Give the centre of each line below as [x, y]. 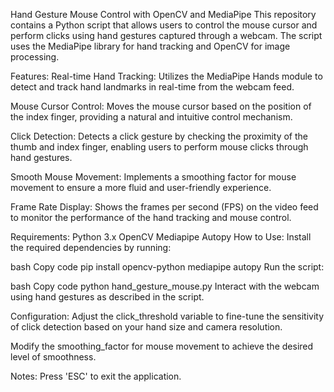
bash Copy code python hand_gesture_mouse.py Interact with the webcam [165, 286]
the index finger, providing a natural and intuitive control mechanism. [151, 117]
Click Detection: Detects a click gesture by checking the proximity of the [159, 136]
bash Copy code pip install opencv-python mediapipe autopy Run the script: [167, 267]
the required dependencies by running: [91, 247]
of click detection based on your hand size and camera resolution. [146, 327]
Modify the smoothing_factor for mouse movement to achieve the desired [162, 346]
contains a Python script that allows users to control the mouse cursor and [164, 25]
